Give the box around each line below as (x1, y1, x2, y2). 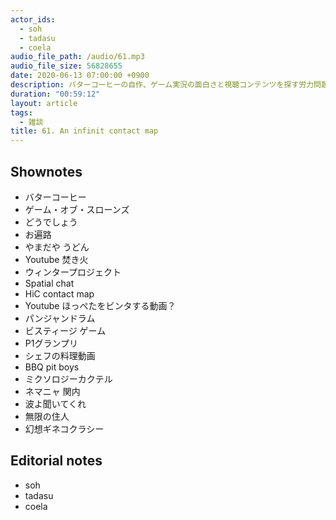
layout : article (10, 98, 78, 108)
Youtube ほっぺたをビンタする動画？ (24, 299, 177, 311)
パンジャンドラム (24, 312, 96, 324)
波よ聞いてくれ (24, 397, 87, 410)
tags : (10, 107, 33, 118)
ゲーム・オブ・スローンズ (24, 203, 130, 215)
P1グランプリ (24, 337, 79, 349)
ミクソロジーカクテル (24, 372, 113, 385)
